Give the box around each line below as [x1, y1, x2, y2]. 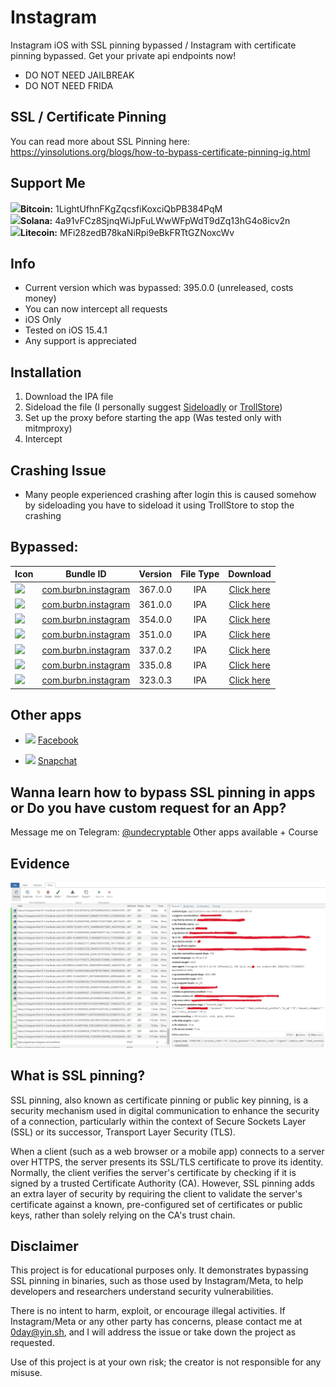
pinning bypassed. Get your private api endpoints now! [10, 49, 237, 61]
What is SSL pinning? [10, 1067, 146, 1085]
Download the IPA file [24, 391, 114, 403]
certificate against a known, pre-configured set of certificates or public [10, 1198, 303, 1210]
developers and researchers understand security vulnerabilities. [10, 1286, 274, 1298]
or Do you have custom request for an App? [10, 799, 287, 816]
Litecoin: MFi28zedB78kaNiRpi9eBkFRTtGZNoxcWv [20, 226, 235, 238]
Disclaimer [10, 1238, 79, 1255]
